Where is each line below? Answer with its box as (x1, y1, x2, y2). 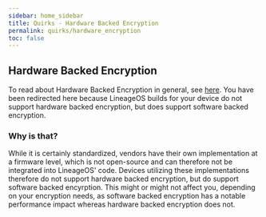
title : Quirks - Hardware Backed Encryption (8, 19, 159, 27)
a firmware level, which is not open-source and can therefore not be (8, 157, 233, 167)
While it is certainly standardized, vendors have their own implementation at (8, 149, 258, 159)
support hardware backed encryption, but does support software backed (8, 102, 249, 112)
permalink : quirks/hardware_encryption (8, 26, 141, 34)
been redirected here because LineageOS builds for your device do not (8, 94, 243, 103)
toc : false (8, 34, 45, 42)
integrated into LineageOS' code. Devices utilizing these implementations (8, 166, 250, 175)
